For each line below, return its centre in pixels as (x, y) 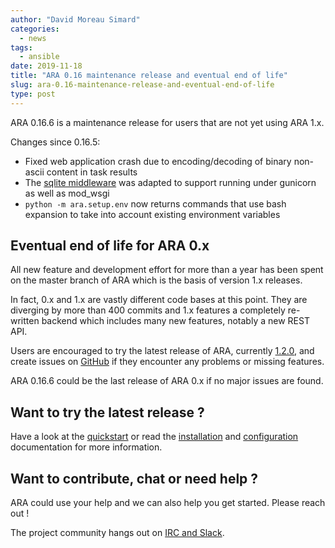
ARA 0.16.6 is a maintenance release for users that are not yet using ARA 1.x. (167, 122)
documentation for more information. (86, 447)
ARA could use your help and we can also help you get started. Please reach (168, 503)
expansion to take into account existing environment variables (152, 214)
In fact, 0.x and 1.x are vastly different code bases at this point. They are (159, 300)
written (25, 321)
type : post (33, 94)
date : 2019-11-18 (46, 66)
